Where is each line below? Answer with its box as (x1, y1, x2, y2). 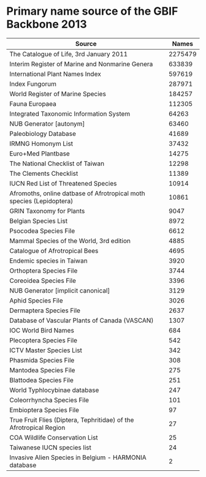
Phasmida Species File (9, 356, 75, 364)
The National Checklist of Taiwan (9, 159, 105, 168)
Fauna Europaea (9, 99, 57, 108)
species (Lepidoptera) (9, 197, 74, 205)
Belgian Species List (9, 216, 68, 225)
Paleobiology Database (9, 129, 77, 138)
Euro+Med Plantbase (9, 149, 71, 157)
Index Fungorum (9, 80, 57, 88)
